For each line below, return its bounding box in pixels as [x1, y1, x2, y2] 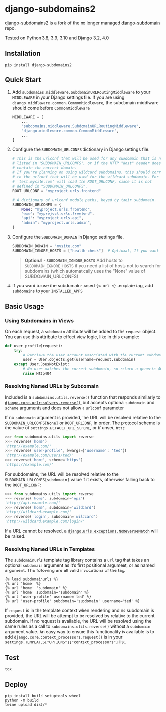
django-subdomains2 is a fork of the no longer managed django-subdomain [5, 20, 160, 26]
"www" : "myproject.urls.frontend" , [21, 211, 95, 216]
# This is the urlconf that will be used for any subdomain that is [12, 156, 157, 161]
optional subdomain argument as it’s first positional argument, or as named [5, 562, 155, 568]
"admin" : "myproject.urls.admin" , [21, 220, 92, 225]
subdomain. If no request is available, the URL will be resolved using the [5, 618, 152, 624]
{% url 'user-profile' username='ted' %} [5, 594, 92, 599]
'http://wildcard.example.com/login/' [5, 519, 85, 524]
